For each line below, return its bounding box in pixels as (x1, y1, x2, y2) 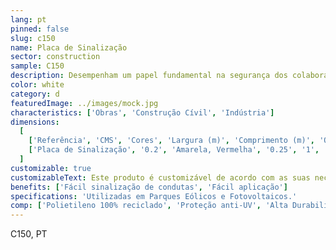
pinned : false (10, 24, 70, 34)
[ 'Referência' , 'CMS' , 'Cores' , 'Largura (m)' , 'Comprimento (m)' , (28, 136, 315, 146)
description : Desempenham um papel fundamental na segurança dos (10, 71, 288, 81)
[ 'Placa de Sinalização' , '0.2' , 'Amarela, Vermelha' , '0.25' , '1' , (28, 145, 320, 155)
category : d (10, 89, 60, 99)
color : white (10, 80, 65, 90)
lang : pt (10, 14, 47, 25)
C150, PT (10, 228, 48, 240)
